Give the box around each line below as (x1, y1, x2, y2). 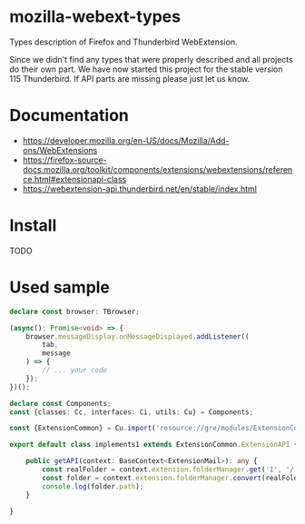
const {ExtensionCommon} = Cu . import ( (9, 424, 156, 433)
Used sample (9, 277, 111, 297)
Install (9, 215, 57, 236)
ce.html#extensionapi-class (22, 173, 127, 184)
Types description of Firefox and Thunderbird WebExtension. (9, 36, 238, 47)
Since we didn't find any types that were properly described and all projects (9, 54, 293, 64)
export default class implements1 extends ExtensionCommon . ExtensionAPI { (9, 440, 299, 450)
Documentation (9, 105, 130, 126)
